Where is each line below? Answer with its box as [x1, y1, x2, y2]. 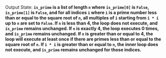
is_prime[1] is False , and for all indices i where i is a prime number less [5, 9, 157, 15]
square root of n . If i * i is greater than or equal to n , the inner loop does [5, 41, 158, 47]
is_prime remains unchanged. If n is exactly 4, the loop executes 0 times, [5, 25, 159, 31]
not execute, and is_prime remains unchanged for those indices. [5, 47, 141, 52]
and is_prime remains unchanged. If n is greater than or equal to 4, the [5, 31, 153, 36]
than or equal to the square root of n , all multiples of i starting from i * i [5, 15, 159, 20]
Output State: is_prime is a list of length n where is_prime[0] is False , [5, 4, 149, 10]
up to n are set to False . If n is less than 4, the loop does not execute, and [5, 20, 158, 26]
